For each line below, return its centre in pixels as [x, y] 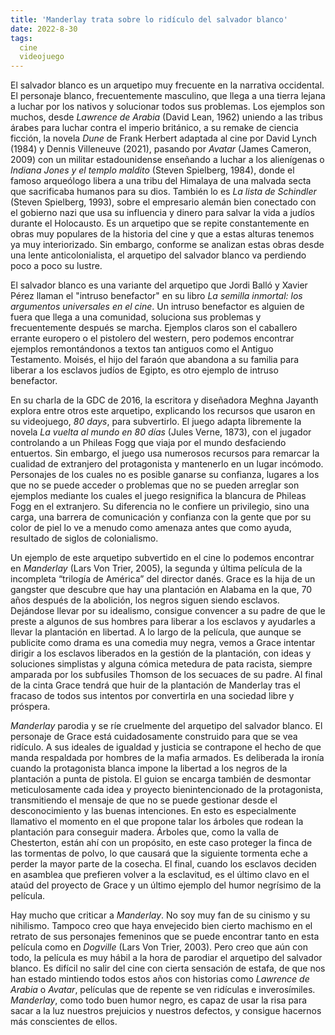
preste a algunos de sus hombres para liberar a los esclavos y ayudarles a [163, 622]
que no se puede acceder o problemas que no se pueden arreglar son [155, 485]
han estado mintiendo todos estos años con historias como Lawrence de [160, 979]
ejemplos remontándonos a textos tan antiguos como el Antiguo [142, 349]
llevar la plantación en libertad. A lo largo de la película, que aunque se [156, 632]
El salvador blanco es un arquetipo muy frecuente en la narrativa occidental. [167, 85]
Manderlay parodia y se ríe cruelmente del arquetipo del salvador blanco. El [166, 726]
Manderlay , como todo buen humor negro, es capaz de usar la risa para [159, 1000]
